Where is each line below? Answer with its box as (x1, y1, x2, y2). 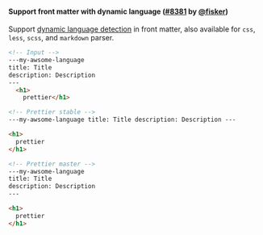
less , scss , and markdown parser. (8, 33, 115, 43)
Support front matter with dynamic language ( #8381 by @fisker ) (8, 6, 228, 16)
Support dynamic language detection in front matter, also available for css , (8, 24, 256, 34)
